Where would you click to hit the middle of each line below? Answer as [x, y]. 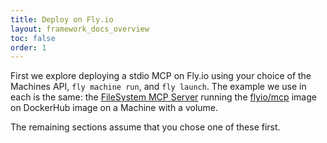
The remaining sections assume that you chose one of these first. [145, 127]
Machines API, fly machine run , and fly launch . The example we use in [158, 87]
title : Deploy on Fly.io [62, 19]
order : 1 [28, 47]
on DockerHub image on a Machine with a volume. [114, 108]
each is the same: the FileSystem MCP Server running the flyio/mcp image [163, 97]
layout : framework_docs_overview [80, 29]
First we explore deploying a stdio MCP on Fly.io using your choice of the [161, 76]
